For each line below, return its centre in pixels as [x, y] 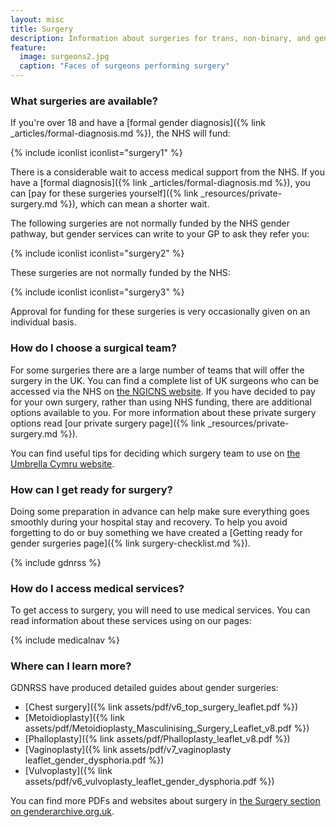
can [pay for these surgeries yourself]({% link [104, 193]
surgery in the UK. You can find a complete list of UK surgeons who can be [165, 380]
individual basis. [43, 322]
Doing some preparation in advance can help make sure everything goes [160, 511]
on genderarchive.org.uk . [62, 812]
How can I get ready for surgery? [91, 489]
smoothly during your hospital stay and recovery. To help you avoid [149, 522]
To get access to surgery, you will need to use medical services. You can [160, 610]
